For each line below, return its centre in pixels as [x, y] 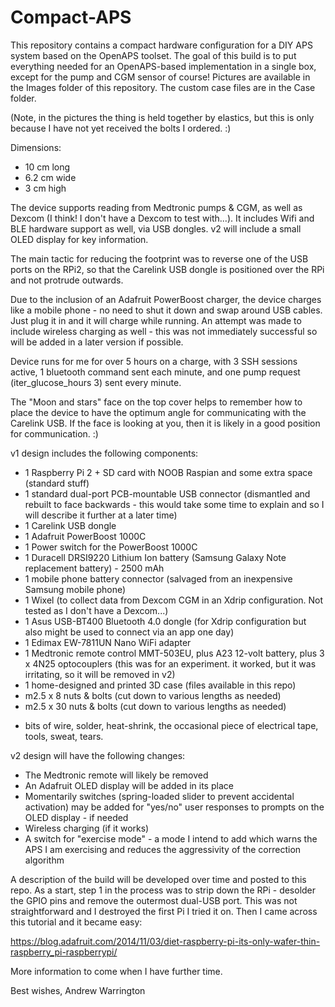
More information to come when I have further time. [116, 971]
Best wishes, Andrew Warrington [78, 990]
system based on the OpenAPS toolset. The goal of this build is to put [153, 55]
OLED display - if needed [76, 817]
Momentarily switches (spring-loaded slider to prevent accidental [159, 796]
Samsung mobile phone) [75, 589]
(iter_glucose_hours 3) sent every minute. [96, 382]
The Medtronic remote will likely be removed [116, 775]
